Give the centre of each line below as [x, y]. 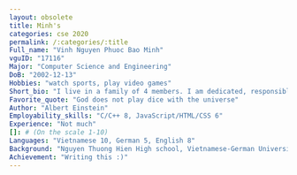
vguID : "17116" [37, 58]
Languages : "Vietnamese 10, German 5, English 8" [103, 141]
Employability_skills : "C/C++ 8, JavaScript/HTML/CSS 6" [116, 116]
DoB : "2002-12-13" [43, 75]
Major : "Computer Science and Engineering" [91, 67]
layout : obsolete [41, 17]
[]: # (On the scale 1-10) [59, 133]
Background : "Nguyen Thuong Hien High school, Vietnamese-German [132, 148]
